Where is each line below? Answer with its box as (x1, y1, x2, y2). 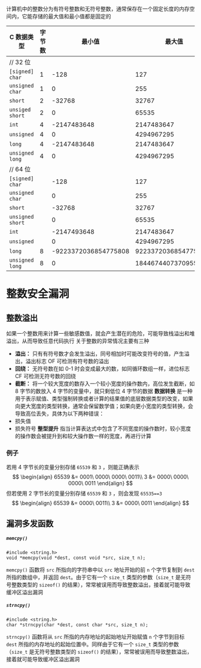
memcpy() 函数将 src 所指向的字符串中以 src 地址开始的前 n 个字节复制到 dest (6, 566, 195, 573)
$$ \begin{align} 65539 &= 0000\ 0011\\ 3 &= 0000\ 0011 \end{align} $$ (11, 500, 190, 507)
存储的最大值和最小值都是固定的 (32, 13, 111, 20)
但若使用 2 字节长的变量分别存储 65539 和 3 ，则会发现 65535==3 (6, 490, 163, 497)
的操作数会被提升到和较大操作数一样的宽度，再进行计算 (14, 433, 151, 439)
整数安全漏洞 (6, 287, 70, 301)
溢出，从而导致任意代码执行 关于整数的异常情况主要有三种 (6, 337, 150, 344)
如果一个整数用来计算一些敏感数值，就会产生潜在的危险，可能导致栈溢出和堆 (6, 330, 195, 337)
